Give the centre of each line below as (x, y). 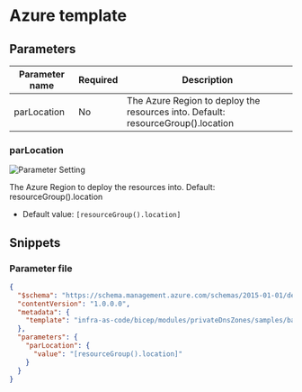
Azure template (68, 16)
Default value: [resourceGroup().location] (102, 214)
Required (98, 80)
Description (208, 80)
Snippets (35, 243)
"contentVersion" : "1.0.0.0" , (74, 304)
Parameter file (41, 269)
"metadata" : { (44, 312)
